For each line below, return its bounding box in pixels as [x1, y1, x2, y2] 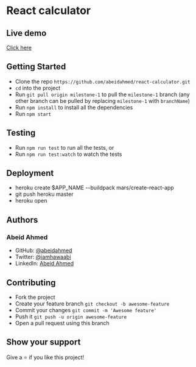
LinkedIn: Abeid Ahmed [15, 260, 74, 267]
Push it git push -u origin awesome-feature [15, 313, 127, 320]
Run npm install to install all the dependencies [15, 103, 133, 111]
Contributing [6, 278, 56, 288]
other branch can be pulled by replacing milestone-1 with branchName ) [15, 97, 191, 104]
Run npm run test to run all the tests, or [15, 144, 114, 151]
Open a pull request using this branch [15, 319, 110, 326]
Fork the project [15, 293, 56, 301]
